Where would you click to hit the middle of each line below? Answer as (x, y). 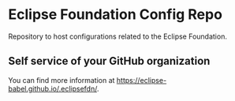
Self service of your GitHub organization (109, 61)
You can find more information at (62, 80)
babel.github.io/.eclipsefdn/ (52, 88)
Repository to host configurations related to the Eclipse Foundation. (117, 36)
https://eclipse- (142, 80)
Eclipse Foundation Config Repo (116, 15)
